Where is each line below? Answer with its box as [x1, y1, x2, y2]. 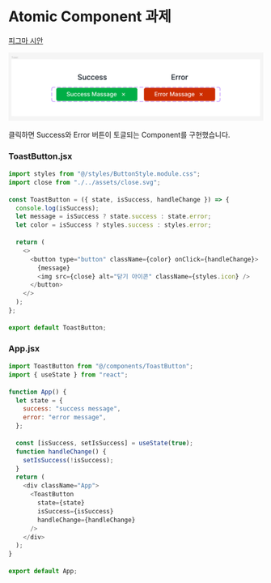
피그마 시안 [8, 36, 44, 45]
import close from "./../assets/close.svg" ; [8, 178, 161, 186]
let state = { [15, 396, 63, 405]
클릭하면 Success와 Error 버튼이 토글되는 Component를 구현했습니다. [8, 130, 231, 139]
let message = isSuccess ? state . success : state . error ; [15, 212, 212, 221]
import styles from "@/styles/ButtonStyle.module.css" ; [8, 170, 201, 178]
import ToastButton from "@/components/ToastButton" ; [8, 362, 194, 371]
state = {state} [37, 499, 85, 507]
